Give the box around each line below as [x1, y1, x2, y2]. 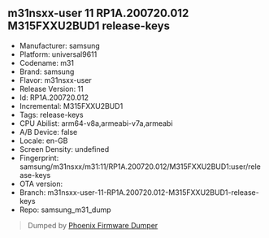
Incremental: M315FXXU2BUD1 [19, 101, 124, 110]
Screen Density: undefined [19, 144, 110, 154]
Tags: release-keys [19, 110, 84, 119]
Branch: [19, 187, 46, 197]
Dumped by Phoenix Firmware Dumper [27, 220, 158, 230]
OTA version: [19, 179, 63, 188]
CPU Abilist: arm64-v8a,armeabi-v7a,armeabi [19, 118, 173, 128]
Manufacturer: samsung [19, 41, 101, 50]
